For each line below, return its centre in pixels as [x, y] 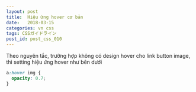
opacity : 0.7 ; [29, 78]
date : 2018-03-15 [30, 22]
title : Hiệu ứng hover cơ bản [45, 17]
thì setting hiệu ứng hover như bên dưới [54, 62]
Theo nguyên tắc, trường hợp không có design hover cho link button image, [98, 56]
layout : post [22, 11]
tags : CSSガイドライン [31, 34]
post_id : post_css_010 [34, 39]
